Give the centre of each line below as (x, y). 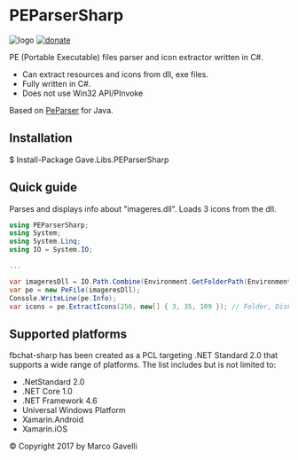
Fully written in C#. (56, 83)
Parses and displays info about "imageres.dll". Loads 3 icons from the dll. (143, 208)
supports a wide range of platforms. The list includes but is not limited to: (143, 365)
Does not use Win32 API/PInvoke (82, 93)
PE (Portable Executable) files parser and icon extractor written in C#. (137, 57)
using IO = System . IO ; (51, 250)
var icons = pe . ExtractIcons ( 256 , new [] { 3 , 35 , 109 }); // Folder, (141, 307)
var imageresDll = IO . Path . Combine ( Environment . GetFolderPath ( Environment (150, 281)
